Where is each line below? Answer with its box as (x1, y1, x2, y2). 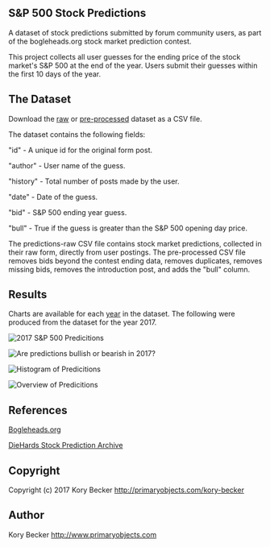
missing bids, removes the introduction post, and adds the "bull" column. (8, 264, 251, 274)
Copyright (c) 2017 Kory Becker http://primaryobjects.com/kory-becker (8, 485, 244, 495)
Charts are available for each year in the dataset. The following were (8, 309, 235, 319)
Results (8, 288, 48, 301)
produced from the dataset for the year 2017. (8, 317, 157, 327)
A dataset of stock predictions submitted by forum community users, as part (8, 27, 262, 37)
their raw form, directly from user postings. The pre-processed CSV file (8, 247, 246, 257)
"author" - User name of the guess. (8, 160, 127, 170)
